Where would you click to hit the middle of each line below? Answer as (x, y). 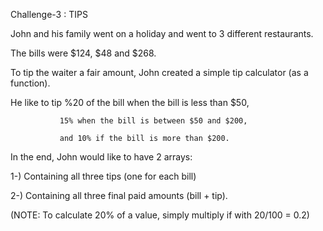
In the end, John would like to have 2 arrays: (101, 157)
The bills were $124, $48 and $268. (83, 53)
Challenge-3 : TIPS (49, 14)
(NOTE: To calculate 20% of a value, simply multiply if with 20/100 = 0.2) (160, 215)
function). (30, 83)
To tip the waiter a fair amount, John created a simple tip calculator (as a (159, 72)
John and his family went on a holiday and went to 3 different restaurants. (162, 33)
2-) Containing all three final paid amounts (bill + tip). (119, 195)
